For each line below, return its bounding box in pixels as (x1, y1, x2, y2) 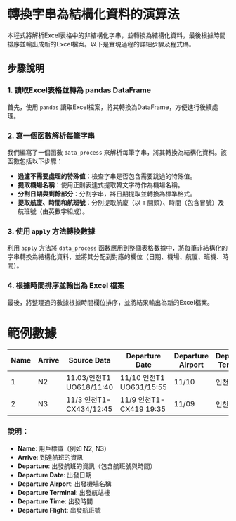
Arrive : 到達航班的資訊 (17, 453, 84, 461)
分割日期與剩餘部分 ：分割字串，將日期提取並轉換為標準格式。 (17, 189, 197, 198)
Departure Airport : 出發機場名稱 (17, 479, 112, 488)
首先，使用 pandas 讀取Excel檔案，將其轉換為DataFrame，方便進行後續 (7, 103, 213, 111)
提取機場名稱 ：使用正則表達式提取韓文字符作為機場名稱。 (17, 180, 184, 189)
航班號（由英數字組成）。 (17, 207, 89, 215)
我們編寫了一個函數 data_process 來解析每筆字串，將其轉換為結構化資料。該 (7, 148, 227, 156)
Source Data (68, 356, 111, 365)
